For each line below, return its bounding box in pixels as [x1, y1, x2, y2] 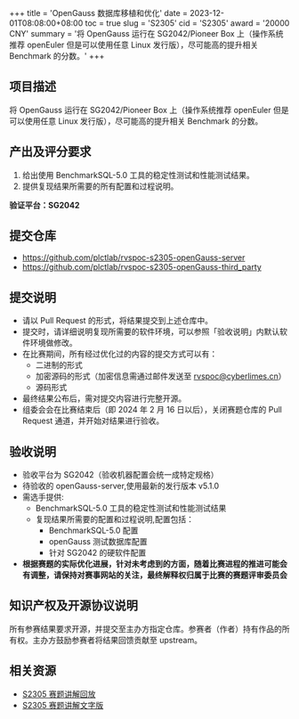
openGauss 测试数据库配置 [48, 536, 149, 547]
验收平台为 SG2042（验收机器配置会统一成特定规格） [21, 470, 220, 480]
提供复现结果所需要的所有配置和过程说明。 [21, 181, 179, 192]
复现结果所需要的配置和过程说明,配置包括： [35, 514, 194, 525]
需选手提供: [21, 492, 64, 502]
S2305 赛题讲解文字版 [21, 699, 104, 710]
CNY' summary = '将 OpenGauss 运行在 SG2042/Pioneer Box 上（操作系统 [9, 29, 284, 38]
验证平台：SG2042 [9, 200, 80, 210]
